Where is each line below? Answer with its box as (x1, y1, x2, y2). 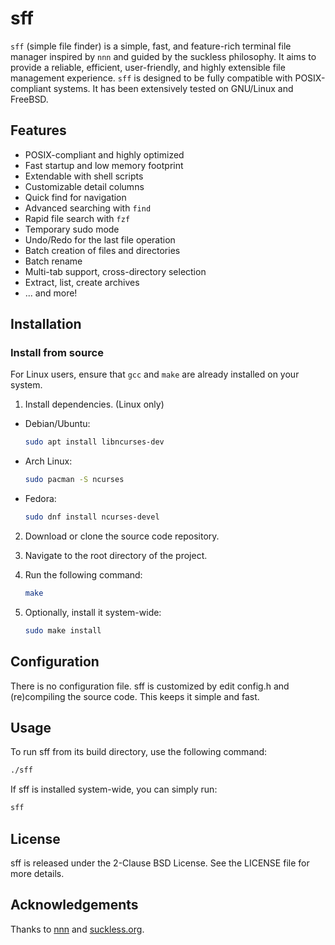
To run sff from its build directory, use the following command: (10, 746, 268, 758)
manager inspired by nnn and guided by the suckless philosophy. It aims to (10, 50, 317, 62)
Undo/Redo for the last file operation (24, 233, 176, 246)
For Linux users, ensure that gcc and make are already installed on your (10, 368, 300, 381)
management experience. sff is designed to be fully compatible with (10, 72, 293, 84)
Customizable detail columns (24, 180, 145, 192)
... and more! (24, 287, 78, 299)
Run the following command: (24, 569, 143, 581)
